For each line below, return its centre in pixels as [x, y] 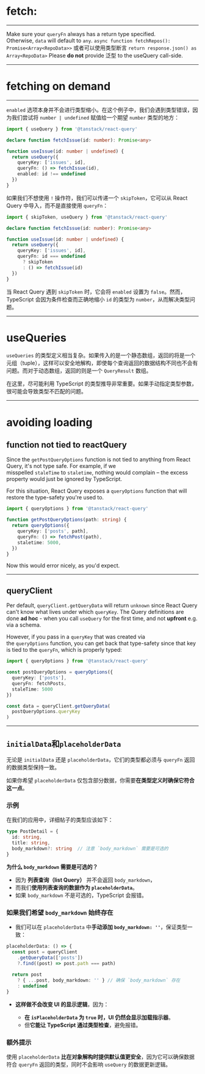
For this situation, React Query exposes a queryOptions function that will [97, 491]
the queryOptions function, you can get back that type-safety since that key [101, 643]
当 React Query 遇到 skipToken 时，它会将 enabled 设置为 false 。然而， [96, 292]
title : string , [31, 843]
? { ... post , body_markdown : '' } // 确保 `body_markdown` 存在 [99, 981]
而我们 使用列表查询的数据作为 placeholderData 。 [77, 887]
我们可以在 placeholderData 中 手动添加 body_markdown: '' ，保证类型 [101, 927]
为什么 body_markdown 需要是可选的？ [52, 867]
